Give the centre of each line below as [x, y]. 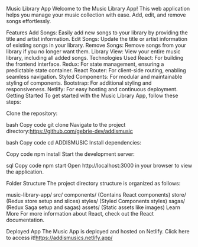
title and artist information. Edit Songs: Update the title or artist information [97, 39]
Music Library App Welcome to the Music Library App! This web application [98, 9]
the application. [25, 172]
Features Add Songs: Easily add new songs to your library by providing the [97, 33]
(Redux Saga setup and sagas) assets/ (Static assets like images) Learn [93, 207]
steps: [14, 102]
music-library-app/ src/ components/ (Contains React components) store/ [96, 195]
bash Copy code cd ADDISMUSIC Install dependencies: [74, 142]
